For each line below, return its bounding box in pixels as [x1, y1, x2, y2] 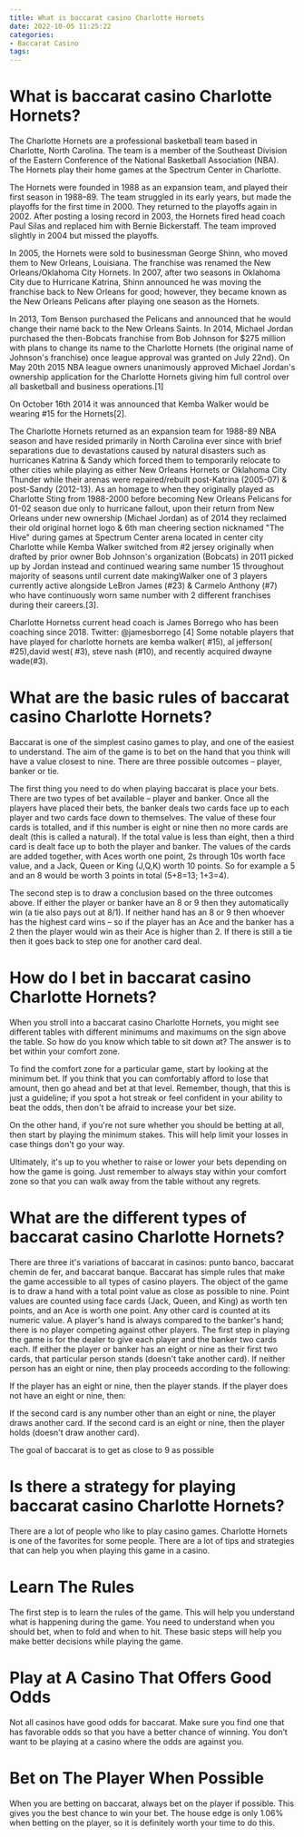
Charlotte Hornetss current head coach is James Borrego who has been [9, 617, 279, 628]
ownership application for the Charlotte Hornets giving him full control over [9, 371, 290, 382]
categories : [9, 30, 54, 39]
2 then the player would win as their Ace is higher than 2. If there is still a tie [9, 927, 293, 937]
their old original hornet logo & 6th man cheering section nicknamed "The [9, 523, 284, 534]
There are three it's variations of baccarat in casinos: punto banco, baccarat [9, 1256, 295, 1267]
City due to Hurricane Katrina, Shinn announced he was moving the [9, 277, 261, 288]
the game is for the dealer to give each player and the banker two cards [9, 1333, 278, 1344]
